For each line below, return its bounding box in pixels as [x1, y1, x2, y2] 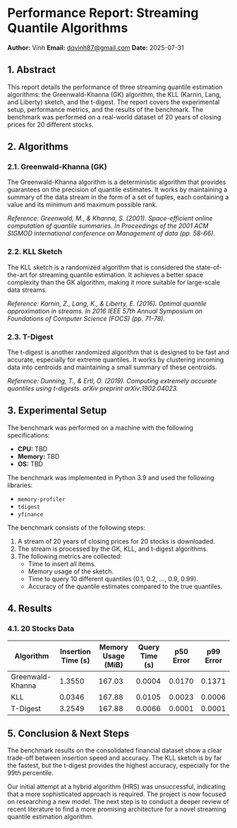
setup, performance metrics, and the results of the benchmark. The [7, 105, 203, 114]
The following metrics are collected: [17, 552, 122, 560]
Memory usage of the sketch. [28, 567, 114, 576]
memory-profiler [17, 496, 66, 503]
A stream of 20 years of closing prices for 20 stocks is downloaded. [17, 537, 215, 545]
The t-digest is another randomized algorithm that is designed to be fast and [7, 348, 229, 356]
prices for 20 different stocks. [7, 120, 94, 129]
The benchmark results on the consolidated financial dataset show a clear [7, 746, 222, 754]
